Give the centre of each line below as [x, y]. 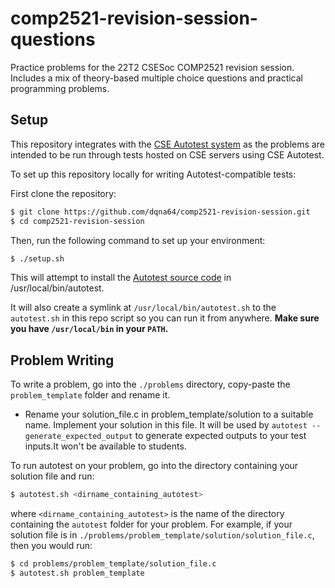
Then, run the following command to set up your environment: [138, 240]
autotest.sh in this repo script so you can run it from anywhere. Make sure [165, 318]
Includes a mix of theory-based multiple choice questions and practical [156, 78]
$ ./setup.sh [37, 258]
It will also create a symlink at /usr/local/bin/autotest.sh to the [143, 308]
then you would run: [51, 546]
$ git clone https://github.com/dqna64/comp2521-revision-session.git [160, 212]
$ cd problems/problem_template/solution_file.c [113, 564]
